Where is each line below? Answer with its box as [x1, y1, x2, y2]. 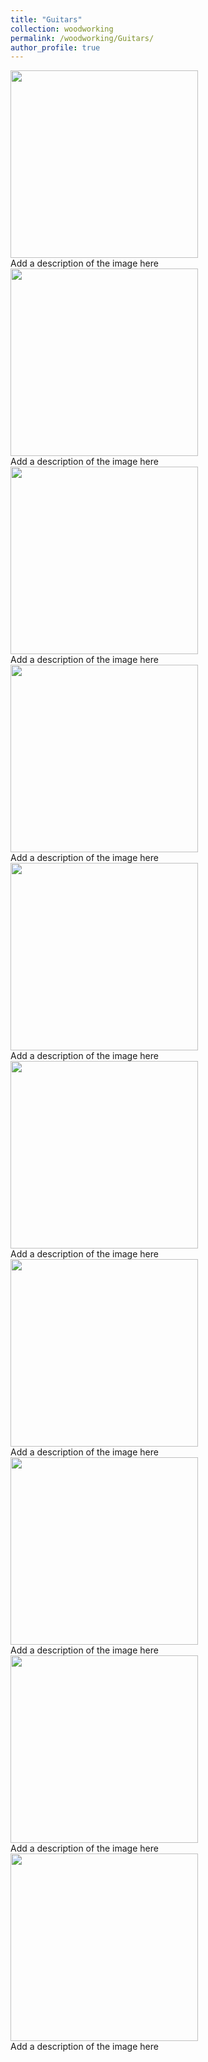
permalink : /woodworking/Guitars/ [10, 33, 155, 43]
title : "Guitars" [10, 14, 83, 25]
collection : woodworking [10, 24, 114, 34]
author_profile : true [10, 42, 101, 53]
